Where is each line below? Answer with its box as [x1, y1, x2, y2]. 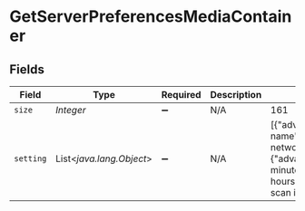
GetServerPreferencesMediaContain [9, 6, 292, 27]
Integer [55, 104, 86, 116]
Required [161, 89, 202, 101]
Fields [9, 62, 45, 77]
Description [210, 89, 262, 101]
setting [14, 154, 47, 164]
